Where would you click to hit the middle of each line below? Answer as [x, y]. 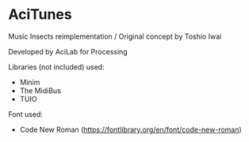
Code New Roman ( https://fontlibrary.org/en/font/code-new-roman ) [130, 129]
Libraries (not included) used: [56, 67]
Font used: [26, 114]
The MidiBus [40, 90]
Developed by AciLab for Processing [68, 51]
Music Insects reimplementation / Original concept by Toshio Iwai [115, 36]
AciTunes [40, 15]
